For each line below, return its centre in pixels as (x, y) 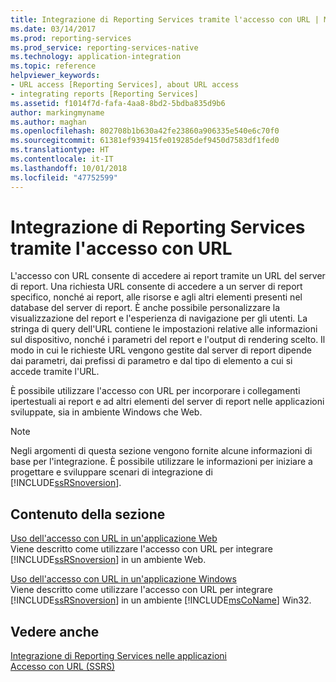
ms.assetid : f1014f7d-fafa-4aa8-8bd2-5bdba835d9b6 (118, 103)
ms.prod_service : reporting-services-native (104, 47)
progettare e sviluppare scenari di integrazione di (111, 472)
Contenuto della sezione (88, 514)
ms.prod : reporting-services (71, 38)
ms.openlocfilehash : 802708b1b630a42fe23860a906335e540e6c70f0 (145, 131)
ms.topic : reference (53, 66)
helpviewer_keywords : (55, 76)
